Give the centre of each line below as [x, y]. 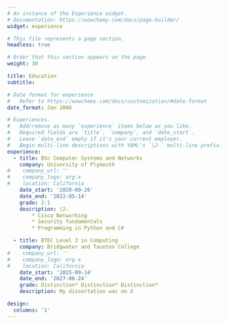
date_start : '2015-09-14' [57, 272]
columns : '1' [32, 310]
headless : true [29, 45]
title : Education [32, 76]
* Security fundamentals [67, 222]
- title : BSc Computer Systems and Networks [78, 158]
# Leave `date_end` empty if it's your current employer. [95, 139]
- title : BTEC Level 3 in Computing [66, 240]
